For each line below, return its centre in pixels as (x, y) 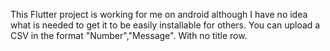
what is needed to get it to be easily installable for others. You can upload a (165, 25)
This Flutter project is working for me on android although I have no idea (159, 14)
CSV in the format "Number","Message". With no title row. (129, 35)
